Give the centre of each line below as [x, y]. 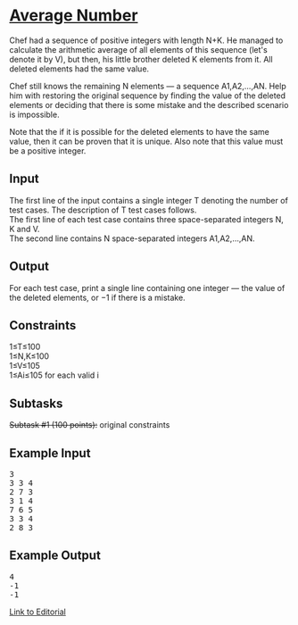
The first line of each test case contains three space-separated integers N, [146, 219]
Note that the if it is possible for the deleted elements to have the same [139, 131]
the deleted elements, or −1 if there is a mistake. [97, 297]
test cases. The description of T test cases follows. [103, 210]
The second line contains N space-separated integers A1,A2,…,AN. [132, 238]
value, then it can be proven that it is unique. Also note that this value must [146, 141]
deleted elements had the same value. [79, 69]
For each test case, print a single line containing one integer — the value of [147, 287]
